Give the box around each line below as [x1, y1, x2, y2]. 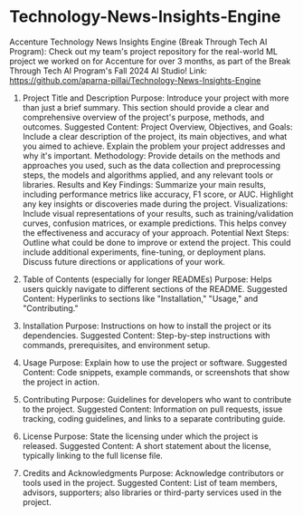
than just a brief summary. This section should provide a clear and [22, 102, 270, 112]
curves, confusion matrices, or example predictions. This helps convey [22, 218, 287, 229]
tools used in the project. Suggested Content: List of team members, [22, 477, 278, 488]
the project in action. [22, 376, 99, 387]
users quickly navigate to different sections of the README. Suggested [22, 283, 288, 294]
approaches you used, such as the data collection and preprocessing [22, 160, 281, 170]
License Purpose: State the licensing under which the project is [22, 431, 259, 442]
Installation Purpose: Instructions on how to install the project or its [22, 320, 271, 331]
